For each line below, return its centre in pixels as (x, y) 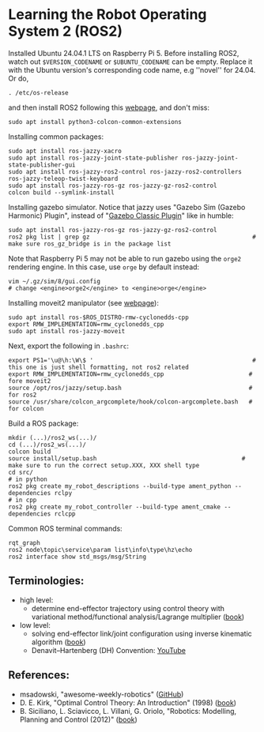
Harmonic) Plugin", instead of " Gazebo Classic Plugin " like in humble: (121, 216)
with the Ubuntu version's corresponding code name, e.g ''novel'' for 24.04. (132, 69)
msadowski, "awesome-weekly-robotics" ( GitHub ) (102, 694)
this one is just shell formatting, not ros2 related (99, 367)
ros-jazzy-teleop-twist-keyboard (63, 178)
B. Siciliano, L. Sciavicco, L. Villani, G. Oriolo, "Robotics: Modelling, (128, 711)
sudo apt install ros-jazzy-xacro (65, 151)
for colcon (26, 408)
